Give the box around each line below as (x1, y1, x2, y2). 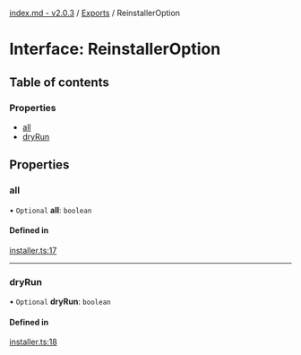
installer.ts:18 (9, 336, 58, 348)
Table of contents (9, 74, 109, 90)
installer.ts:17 (9, 245, 57, 255)
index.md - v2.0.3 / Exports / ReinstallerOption (9, 8, 181, 18)
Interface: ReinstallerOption (9, 39, 221, 59)
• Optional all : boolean (9, 204, 92, 215)
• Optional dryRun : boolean (9, 296, 111, 307)
